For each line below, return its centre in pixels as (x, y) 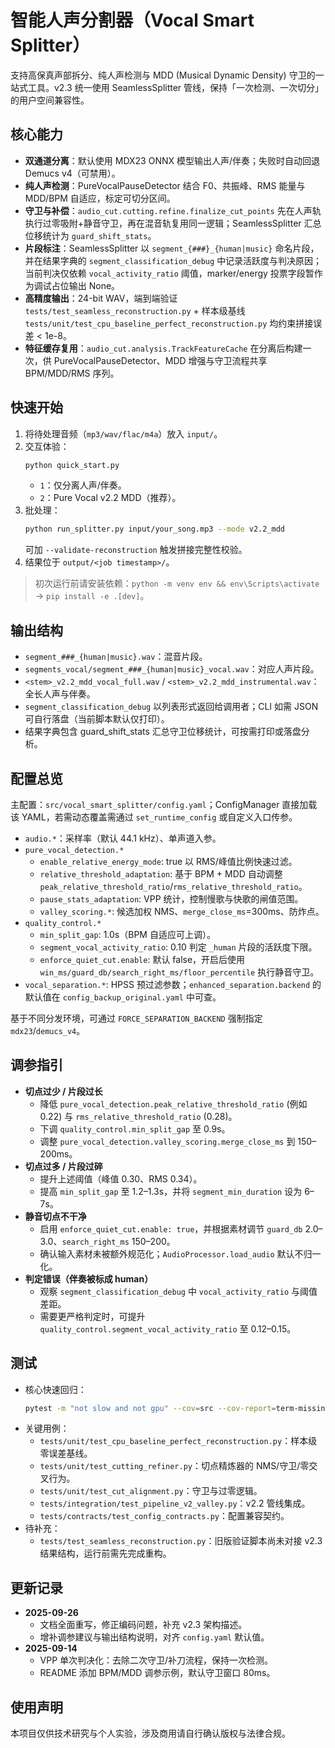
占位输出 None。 (86, 285)
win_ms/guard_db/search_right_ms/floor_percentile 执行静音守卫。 (179, 972)
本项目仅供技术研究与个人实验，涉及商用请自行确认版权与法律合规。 (150, 1733)
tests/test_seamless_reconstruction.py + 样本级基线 (135, 310)
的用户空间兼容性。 (50, 100)
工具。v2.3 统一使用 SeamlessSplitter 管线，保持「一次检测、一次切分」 (176, 87)
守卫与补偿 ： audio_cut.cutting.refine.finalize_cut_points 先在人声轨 (173, 210)
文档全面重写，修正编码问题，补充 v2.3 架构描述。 (143, 1625)
